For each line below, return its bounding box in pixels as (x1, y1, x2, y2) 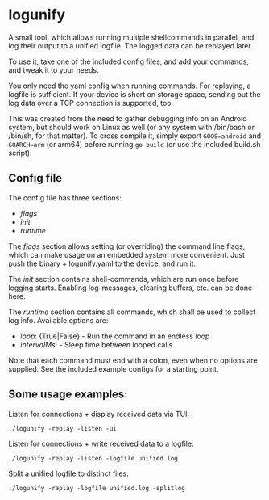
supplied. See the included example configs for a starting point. (8, 363, 219, 373)
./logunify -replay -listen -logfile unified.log (8, 454, 179, 462)
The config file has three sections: (8, 192, 122, 203)
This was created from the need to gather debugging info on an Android (8, 113, 247, 123)
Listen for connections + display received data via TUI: (8, 409, 190, 418)
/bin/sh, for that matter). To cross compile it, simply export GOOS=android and (8, 131, 262, 141)
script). (8, 148, 32, 158)
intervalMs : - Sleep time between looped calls (19, 339, 173, 349)
